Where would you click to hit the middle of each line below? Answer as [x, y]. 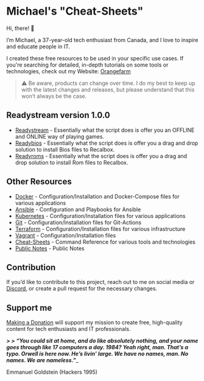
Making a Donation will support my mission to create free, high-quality [94, 322]
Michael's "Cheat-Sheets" [75, 11]
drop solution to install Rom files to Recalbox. [72, 162]
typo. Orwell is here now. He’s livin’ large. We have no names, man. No [97, 354]
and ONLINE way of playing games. [60, 136]
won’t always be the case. [54, 96]
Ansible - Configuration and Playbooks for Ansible [78, 209]
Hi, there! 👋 [20, 28]
